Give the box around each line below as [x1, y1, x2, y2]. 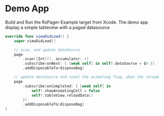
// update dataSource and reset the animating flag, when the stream [14, 75, 160, 80]
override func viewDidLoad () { [5, 34, 69, 39]
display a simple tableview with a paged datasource [5, 24, 110, 30]
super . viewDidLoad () [14, 38, 56, 43]
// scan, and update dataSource [14, 47, 80, 52]
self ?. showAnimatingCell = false [31, 88, 100, 93]
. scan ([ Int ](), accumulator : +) [23, 57, 89, 61]
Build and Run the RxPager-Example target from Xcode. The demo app [5, 19, 148, 25]
